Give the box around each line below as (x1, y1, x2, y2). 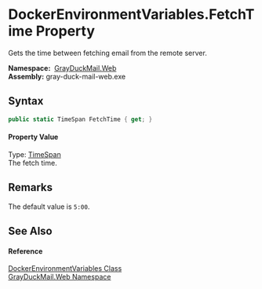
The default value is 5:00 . (8, 202, 90, 211)
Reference (8, 246, 43, 256)
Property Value (8, 132, 59, 142)
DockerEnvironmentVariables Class (8, 264, 122, 273)
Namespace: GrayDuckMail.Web (8, 63, 117, 72)
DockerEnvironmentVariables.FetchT (8, 5, 255, 24)
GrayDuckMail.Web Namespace (8, 273, 111, 282)
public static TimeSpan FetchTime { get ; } (8, 115, 153, 123)
